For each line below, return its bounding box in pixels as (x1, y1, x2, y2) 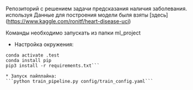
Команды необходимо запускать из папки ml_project (5, 29, 141, 36)
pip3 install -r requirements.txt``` (5, 63, 100, 69)
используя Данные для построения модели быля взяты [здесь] (5, 11, 168, 18)
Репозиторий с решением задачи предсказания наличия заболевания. (5, 5, 187, 12)
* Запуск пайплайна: (5, 73, 58, 79)
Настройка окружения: (14, 41, 74, 48)
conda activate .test (5, 52, 60, 58)
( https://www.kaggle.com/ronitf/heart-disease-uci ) (5, 18, 131, 24)
